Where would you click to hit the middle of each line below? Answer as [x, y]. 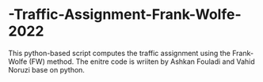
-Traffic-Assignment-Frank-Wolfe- [125, 15]
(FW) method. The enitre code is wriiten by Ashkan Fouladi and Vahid [142, 61]
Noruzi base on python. [47, 69]
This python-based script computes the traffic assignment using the [120, 53]
